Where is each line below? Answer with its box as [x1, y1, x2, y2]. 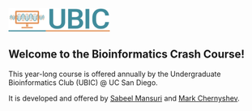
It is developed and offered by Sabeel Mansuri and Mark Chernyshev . [8, 93, 241, 103]
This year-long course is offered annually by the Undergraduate [8, 69, 221, 79]
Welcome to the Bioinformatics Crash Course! [8, 48, 246, 62]
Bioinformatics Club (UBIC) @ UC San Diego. [8, 77, 158, 88]
